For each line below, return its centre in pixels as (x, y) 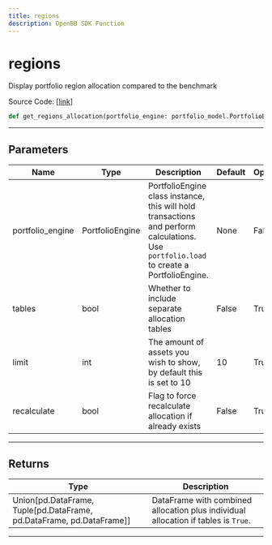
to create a (169, 265)
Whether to (170, 289)
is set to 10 (170, 383)
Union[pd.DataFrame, (53, 500)
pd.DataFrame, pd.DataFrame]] (72, 520)
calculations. (172, 237)
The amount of (176, 342)
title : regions (34, 16)
